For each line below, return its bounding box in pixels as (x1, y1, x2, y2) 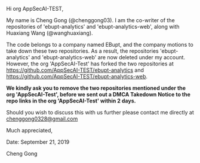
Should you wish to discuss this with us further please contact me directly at (6, 109, 194, 116)
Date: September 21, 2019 (6, 138, 70, 146)
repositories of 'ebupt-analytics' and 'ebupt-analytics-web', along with (6, 23, 180, 30)
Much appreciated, (6, 127, 53, 134)
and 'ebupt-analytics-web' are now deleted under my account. (31, 54, 186, 61)
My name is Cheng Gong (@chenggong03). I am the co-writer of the (6, 17, 175, 23)
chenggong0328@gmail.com (6, 115, 78, 122)
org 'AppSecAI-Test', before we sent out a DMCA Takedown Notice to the (6, 91, 191, 98)
